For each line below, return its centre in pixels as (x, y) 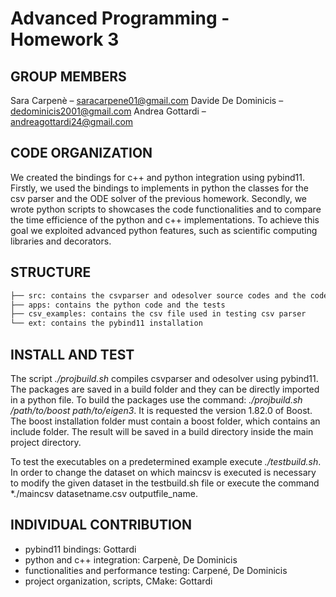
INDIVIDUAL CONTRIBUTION (101, 525)
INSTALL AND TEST (72, 354)
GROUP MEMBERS (68, 76)
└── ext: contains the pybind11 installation (106, 323)
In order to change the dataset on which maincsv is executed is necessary (163, 472)
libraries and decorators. (61, 241)
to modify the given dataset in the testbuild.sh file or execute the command (165, 483)
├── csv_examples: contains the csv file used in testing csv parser (158, 314)
